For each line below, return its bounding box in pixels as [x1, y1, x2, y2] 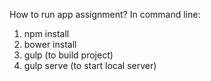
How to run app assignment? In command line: [9, 9, 201, 20]
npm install [23, 28, 70, 39]
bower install [23, 39, 77, 50]
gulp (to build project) [23, 49, 114, 61]
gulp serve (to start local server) [23, 60, 157, 71]
